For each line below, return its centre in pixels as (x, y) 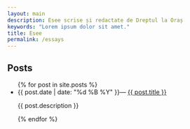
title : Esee (25, 33)
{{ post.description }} (48, 105)
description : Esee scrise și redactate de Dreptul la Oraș (95, 20)
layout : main (26, 14)
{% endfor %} (38, 119)
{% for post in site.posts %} (57, 84)
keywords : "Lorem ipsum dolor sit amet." (69, 26)
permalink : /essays (36, 40)
